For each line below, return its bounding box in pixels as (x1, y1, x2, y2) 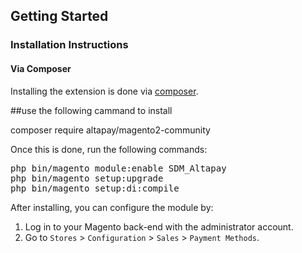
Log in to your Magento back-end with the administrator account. (24, 220, 294, 233)
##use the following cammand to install (10, 104, 173, 116)
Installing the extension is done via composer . (10, 85, 199, 97)
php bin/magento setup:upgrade (10, 172, 164, 184)
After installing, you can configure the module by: (10, 201, 214, 213)
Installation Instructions (10, 38, 129, 52)
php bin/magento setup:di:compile (10, 182, 180, 194)
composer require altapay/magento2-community (10, 124, 211, 136)
